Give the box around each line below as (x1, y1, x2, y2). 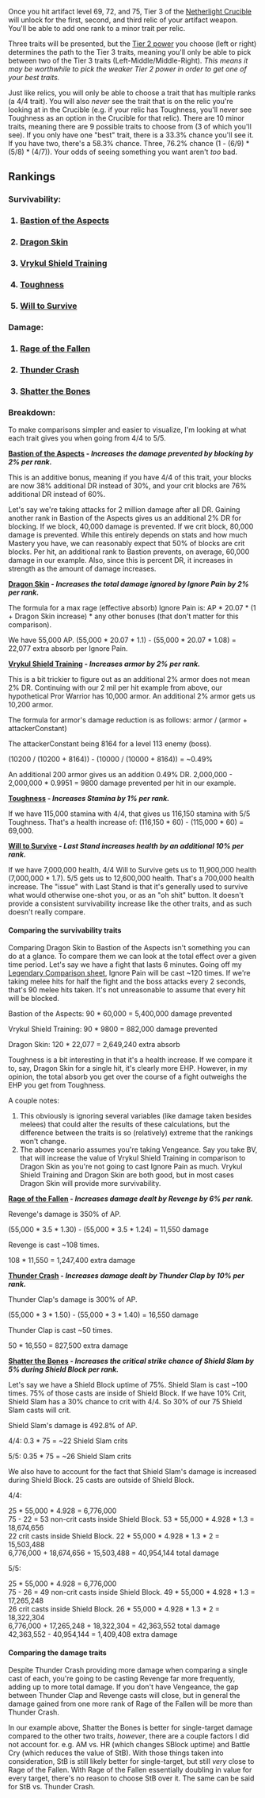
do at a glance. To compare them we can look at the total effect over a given (8, 952, 257, 961)
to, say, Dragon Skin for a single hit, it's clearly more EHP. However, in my (8, 1064, 248, 1073)
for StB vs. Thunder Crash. (8, 1782, 96, 1792)
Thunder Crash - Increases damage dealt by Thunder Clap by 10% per (8, 1271, 245, 1280)
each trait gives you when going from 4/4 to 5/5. (8, 433, 166, 443)
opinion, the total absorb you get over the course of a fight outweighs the (8, 1072, 248, 1082)
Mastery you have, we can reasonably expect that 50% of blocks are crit (8, 538, 245, 548)
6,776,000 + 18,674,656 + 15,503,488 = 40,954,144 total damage (8, 1548, 220, 1558)
